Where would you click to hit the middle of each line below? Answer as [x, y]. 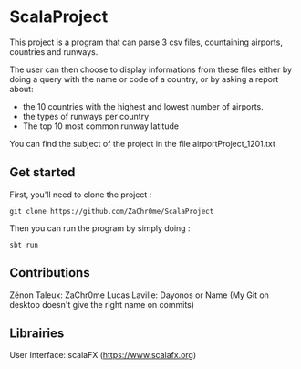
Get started [42, 172]
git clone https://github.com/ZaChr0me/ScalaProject [112, 211]
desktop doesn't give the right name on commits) [102, 304]
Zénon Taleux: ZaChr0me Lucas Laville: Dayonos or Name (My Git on [139, 295]
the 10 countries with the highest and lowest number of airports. [143, 106]
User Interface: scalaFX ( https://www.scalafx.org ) [103, 355]
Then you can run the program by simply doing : [100, 228]
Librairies [37, 333]
